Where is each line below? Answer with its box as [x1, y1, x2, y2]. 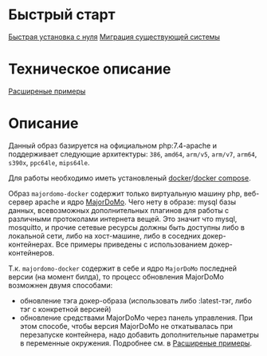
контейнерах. [8, 239, 54, 249]
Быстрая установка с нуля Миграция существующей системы [8, 32, 221, 42]
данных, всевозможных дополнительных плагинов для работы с [8, 205, 230, 215]
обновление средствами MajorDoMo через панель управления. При [19, 313, 253, 322]
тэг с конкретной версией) [19, 304, 112, 314]
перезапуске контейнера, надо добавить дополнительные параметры [19, 330, 259, 339]
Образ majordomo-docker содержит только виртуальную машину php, [8, 188, 242, 198]
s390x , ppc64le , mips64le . [8, 157, 90, 167]
